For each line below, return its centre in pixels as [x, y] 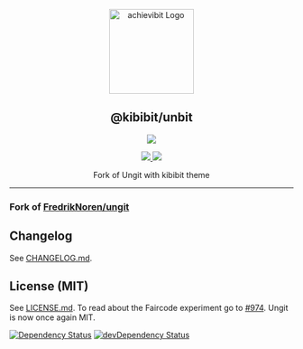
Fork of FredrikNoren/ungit [69, 206]
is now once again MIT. [53, 317]
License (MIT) [49, 286]
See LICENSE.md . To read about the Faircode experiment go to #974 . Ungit [149, 308]
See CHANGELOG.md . [51, 258]
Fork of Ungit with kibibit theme [151, 174]
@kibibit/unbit [151, 118]
